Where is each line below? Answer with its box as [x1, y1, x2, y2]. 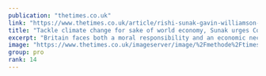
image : [8, 41, 30, 49]
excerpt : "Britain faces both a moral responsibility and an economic [8, 33, 246, 42]
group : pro [8, 48, 44, 56]
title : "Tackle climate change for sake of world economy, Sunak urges [8, 26, 249, 34]
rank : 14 [8, 56, 37, 64]
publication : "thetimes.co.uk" [8, 11, 112, 20]
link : [8, 19, 26, 27]
